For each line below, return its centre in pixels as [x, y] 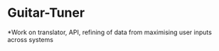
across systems [30, 39]
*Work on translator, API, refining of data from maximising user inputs [109, 32]
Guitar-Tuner [46, 13]
